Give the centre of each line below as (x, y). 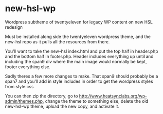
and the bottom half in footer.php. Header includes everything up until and (79, 56)
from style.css (19, 86)
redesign (14, 27)
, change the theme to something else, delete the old (95, 101)
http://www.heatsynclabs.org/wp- (113, 96)
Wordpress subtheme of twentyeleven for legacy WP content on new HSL (79, 22)
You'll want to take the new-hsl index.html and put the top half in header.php (81, 51)
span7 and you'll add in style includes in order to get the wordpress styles (79, 81)
